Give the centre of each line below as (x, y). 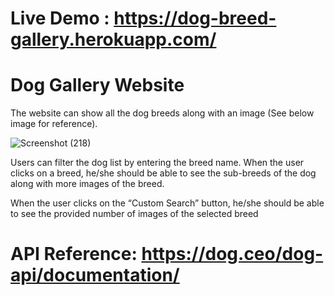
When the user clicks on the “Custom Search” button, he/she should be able (167, 203)
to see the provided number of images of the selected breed (134, 214)
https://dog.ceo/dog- (232, 254)
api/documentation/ (95, 275)
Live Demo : (60, 18)
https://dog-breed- (195, 18)
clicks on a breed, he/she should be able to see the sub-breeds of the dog (163, 173)
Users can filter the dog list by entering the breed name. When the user (157, 163)
